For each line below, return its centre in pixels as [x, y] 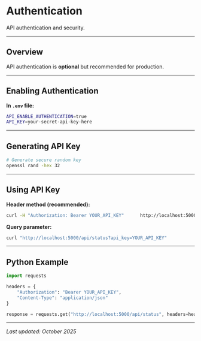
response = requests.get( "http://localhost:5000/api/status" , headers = [97, 314]
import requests [26, 276]
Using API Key [33, 190]
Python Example [37, 262]
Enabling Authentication [52, 91]
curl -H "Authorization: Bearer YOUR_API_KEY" [65, 215]
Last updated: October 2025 [41, 331]
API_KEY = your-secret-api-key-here [49, 122]
